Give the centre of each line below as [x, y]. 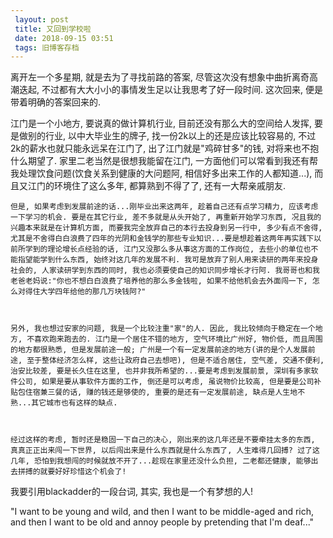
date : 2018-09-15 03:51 [64, 38]
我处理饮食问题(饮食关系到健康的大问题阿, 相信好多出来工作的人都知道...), [161, 173]
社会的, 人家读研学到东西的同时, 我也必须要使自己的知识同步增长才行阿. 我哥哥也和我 [165, 271]
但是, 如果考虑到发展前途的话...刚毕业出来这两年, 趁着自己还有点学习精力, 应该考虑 [164, 207]
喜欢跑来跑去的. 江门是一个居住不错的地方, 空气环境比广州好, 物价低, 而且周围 [178, 339]
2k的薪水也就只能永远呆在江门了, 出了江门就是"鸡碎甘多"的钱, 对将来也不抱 [165, 148]
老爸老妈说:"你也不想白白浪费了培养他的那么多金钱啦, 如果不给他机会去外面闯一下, [159, 281]
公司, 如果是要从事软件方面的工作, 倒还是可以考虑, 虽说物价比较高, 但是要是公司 [166, 382]
